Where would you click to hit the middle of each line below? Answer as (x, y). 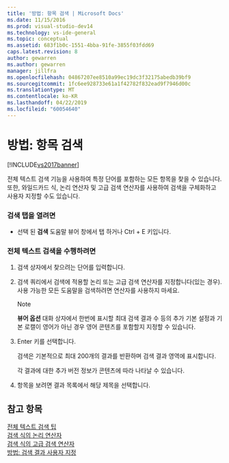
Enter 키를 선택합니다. (46, 342)
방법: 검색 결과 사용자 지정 (42, 453)
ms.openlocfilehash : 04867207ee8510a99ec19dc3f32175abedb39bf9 (99, 77)
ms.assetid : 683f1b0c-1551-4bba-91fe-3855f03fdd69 (81, 45)
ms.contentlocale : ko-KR (42, 97)
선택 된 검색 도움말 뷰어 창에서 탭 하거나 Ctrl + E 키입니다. (94, 231)
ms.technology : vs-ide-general (52, 33)
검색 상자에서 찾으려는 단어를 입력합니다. (71, 268)
